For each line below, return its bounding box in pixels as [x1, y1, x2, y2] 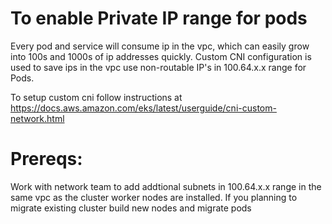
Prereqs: [10, 148, 83, 171]
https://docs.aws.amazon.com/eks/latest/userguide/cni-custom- [10, 102, 277, 114]
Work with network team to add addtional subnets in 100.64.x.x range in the [10, 180, 322, 192]
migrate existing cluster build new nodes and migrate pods [10, 202, 252, 214]
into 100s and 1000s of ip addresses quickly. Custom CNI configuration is [10, 50, 312, 62]
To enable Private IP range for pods [10, 7, 308, 30]
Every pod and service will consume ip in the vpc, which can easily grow [10, 40, 310, 52]
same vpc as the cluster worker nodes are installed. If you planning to [10, 191, 298, 203]
